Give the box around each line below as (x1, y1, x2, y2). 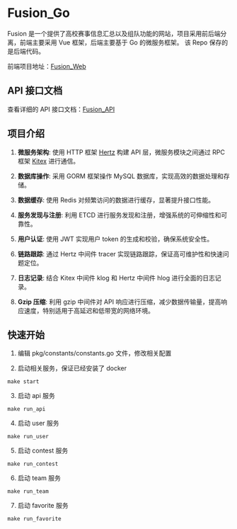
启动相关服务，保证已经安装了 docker (17, 364, 127, 372)
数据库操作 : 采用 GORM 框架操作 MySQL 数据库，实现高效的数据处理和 (17, 171, 224, 180)
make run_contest (7, 460, 59, 468)
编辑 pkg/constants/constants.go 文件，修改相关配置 (17, 349, 172, 358)
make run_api (7, 406, 46, 413)
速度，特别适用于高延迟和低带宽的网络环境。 (23, 306, 154, 314)
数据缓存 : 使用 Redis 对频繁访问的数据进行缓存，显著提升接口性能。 (17, 195, 214, 204)
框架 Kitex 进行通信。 (17, 157, 80, 165)
